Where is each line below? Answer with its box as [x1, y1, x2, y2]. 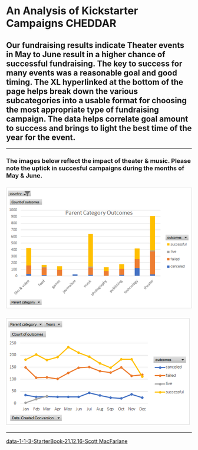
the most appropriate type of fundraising [6, 104, 159, 114]
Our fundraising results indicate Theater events [6, 40, 184, 50]
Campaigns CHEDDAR [6, 17, 117, 30]
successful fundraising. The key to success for [6, 58, 183, 68]
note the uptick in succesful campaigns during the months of [6, 164, 184, 172]
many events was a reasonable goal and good [6, 68, 177, 78]
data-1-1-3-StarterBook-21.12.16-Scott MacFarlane [6, 438, 128, 445]
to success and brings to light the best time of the [6, 123, 192, 133]
